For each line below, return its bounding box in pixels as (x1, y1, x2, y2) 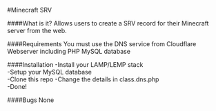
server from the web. (7, 27, 67, 34)
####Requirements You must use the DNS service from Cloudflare (7, 40, 197, 48)
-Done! (7, 83, 28, 90)
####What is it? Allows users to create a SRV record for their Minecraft (7, 19, 209, 27)
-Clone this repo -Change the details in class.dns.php (7, 75, 159, 83)
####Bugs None (7, 96, 55, 104)
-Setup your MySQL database (7, 68, 92, 76)
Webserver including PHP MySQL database (7, 48, 131, 55)
